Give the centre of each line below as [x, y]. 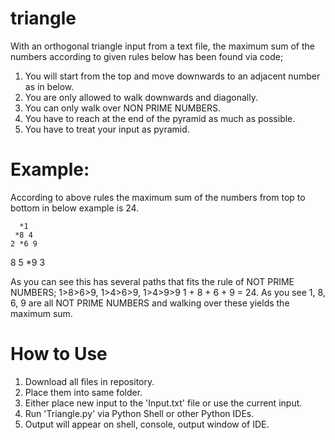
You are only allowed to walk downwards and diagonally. [141, 97]
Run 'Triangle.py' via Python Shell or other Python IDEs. [139, 413]
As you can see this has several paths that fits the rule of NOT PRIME [152, 281]
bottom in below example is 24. [75, 208]
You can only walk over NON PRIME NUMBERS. [123, 108]
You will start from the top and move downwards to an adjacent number [172, 76]
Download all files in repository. [89, 381]
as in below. [49, 86]
